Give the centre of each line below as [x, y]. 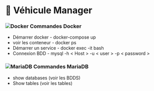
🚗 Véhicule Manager [49, 10]
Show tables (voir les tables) [43, 83]
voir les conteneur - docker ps [44, 43]
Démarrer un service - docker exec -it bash [58, 48]
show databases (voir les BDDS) [46, 78]
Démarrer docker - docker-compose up [54, 37]
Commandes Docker [56, 26]
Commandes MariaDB [61, 67]
